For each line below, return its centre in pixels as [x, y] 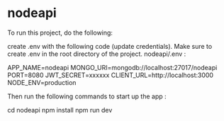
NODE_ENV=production [42, 82]
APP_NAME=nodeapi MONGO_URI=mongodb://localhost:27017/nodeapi [112, 67]
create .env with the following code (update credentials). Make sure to [110, 46]
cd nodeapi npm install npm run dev [60, 110]
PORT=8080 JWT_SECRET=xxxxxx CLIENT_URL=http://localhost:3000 [111, 75]
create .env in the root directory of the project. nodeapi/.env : [97, 54]
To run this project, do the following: [60, 33]
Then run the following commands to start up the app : [87, 96]
